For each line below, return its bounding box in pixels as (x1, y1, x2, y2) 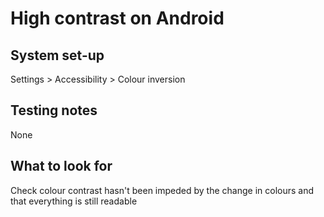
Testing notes (10, 102, 98, 119)
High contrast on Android (10, 7, 225, 30)
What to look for (10, 158, 113, 175)
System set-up (10, 47, 105, 64)
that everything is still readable (10, 195, 138, 207)
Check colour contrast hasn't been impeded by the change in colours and (10, 184, 315, 196)
